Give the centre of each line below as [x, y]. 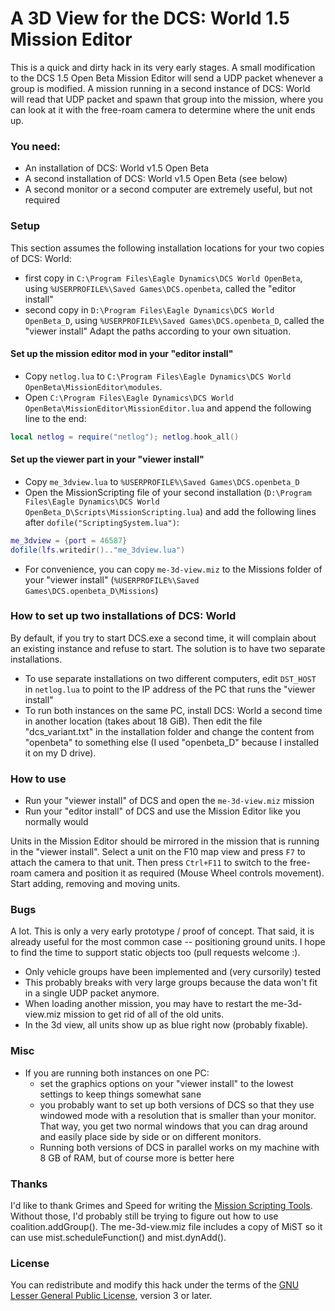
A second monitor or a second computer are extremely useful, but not [168, 189]
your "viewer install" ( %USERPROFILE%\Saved [112, 579]
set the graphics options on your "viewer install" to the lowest [166, 1083]
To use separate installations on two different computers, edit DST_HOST [170, 678]
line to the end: [55, 418]
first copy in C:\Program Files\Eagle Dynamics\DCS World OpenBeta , [163, 278]
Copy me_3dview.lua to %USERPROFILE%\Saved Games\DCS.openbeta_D [162, 481]
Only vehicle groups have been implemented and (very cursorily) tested [172, 972]
